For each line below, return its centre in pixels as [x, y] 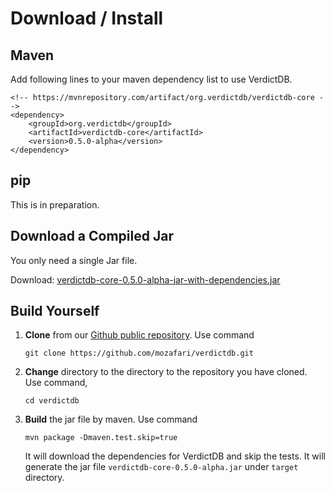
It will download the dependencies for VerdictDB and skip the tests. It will [175, 456]
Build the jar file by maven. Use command [111, 419]
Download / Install [87, 18]
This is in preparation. [55, 204]
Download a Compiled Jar [92, 236]
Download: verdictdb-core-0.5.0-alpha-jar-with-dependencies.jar [145, 279]
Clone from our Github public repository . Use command [139, 335]
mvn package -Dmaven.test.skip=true [101, 438]
